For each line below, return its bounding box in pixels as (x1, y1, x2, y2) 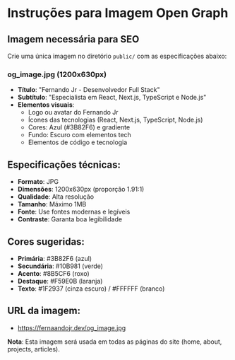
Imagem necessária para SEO (7, 33, 140, 45)
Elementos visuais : (17, 100, 75, 109)
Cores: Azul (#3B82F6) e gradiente (28, 123, 131, 132)
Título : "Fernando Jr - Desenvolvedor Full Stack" (17, 86, 160, 94)
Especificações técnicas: (7, 158, 121, 170)
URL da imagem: (7, 305, 81, 317)
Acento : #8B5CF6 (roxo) (17, 269, 90, 277)
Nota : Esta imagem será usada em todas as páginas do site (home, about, (7, 337, 222, 346)
